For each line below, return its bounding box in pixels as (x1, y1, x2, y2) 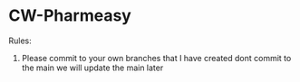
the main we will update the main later (21, 62, 164, 73)
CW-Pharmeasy (8, 5, 132, 26)
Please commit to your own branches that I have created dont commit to (21, 52, 292, 63)
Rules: (8, 35, 33, 46)
